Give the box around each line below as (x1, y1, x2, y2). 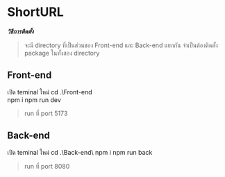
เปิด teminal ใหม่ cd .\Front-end (7, 87, 92, 96)
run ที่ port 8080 (24, 162, 70, 170)
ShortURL (7, 4, 64, 20)
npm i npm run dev (7, 95, 61, 104)
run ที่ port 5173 (24, 109, 68, 117)
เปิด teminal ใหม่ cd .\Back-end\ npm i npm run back (7, 148, 153, 156)
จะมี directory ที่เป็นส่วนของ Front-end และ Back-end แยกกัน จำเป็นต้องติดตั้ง (24, 41, 219, 49)
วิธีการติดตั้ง (7, 27, 34, 35)
